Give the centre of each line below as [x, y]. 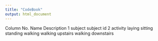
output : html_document [28, 14]
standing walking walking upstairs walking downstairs [59, 33]
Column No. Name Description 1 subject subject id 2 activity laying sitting [79, 28]
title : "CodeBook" [24, 10]
